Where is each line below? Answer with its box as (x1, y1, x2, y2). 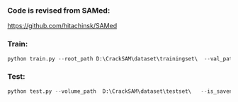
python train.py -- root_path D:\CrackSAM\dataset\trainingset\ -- (7, 55, 211, 62)
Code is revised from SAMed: (7, 6, 110, 15)
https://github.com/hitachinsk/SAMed (7, 22, 118, 30)
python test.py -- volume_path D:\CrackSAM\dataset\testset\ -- (7, 87, 208, 95)
